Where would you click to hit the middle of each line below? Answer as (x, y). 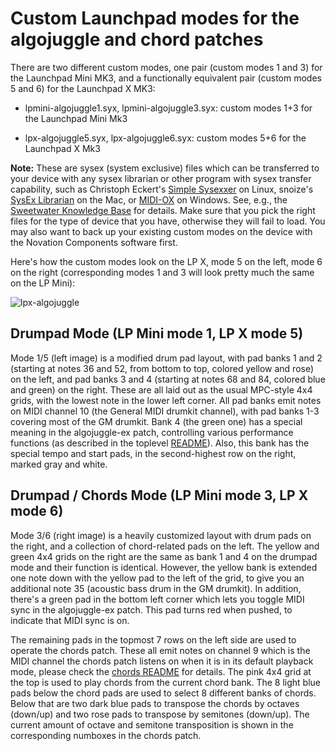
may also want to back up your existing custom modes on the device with (161, 231)
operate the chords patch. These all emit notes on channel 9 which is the (160, 650)
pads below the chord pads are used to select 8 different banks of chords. (163, 693)
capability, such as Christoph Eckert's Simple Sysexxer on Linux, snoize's (162, 189)
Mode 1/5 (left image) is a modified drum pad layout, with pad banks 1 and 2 (166, 358)
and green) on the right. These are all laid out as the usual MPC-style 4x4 (161, 389)
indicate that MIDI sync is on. (70, 620)
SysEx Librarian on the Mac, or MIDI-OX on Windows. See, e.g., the (149, 199)
